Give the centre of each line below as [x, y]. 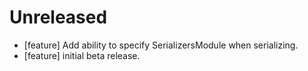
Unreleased [58, 17]
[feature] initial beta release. [82, 55]
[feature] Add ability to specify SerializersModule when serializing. [161, 45]
